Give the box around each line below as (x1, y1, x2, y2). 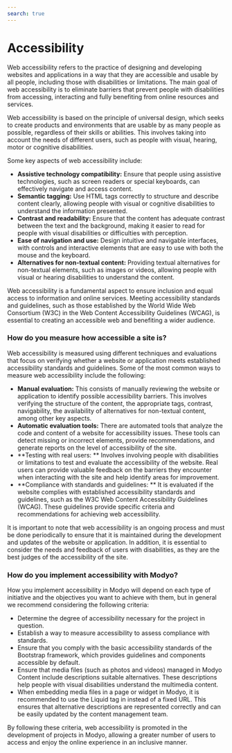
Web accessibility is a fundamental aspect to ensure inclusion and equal (7, 286, 213, 295)
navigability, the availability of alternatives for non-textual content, (17, 407, 206, 415)
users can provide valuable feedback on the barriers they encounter (17, 466, 213, 474)
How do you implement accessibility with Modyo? (7, 570, 179, 579)
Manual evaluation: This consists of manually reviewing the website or (17, 384, 220, 393)
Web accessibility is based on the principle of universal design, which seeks (7, 113, 224, 121)
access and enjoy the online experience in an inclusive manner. (7, 738, 188, 747)
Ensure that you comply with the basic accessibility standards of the (17, 643, 213, 652)
